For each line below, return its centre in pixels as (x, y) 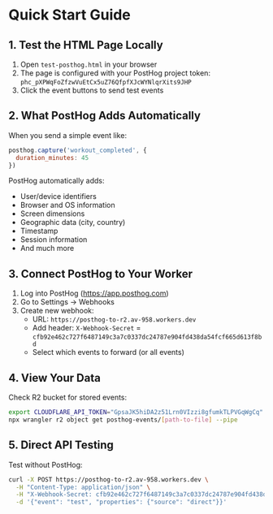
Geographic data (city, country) (73, 222)
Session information (54, 240)
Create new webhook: (57, 311)
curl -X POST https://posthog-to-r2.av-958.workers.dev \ (108, 479)
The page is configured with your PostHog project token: (115, 73)
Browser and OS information (67, 205)
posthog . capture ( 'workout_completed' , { (78, 150)
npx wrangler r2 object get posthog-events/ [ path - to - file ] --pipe (123, 420)
